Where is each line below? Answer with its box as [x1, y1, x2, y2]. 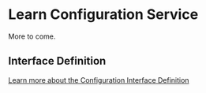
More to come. [8, 32, 56, 41]
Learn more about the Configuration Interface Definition [8, 75, 189, 84]
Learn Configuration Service [8, 6, 199, 24]
